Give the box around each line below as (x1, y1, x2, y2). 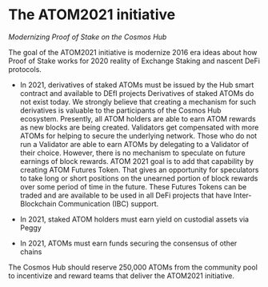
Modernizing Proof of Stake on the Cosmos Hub (8, 32, 167, 42)
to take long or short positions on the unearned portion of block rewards (19, 173, 258, 183)
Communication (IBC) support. (58, 198, 159, 209)
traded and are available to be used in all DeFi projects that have (19, 190, 232, 200)
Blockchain (19, 198, 57, 209)
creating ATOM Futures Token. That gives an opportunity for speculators (19, 165, 259, 174)
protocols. (8, 64, 42, 74)
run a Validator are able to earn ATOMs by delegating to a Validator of (19, 139, 250, 149)
